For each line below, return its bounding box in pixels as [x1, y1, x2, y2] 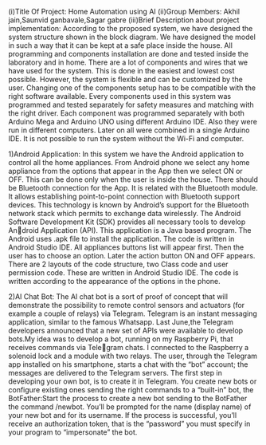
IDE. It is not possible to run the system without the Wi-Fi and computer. [8, 134, 244, 143]
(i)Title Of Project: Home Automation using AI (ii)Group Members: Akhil [8, 7, 241, 16]
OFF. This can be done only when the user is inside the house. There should [8, 175, 259, 184]
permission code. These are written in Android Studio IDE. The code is [8, 268, 239, 278]
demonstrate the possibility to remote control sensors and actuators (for [8, 301, 245, 309]
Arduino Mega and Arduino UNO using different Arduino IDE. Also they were [8, 117, 257, 126]
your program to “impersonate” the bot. [8, 427, 138, 437]
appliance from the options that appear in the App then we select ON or [8, 167, 243, 175]
